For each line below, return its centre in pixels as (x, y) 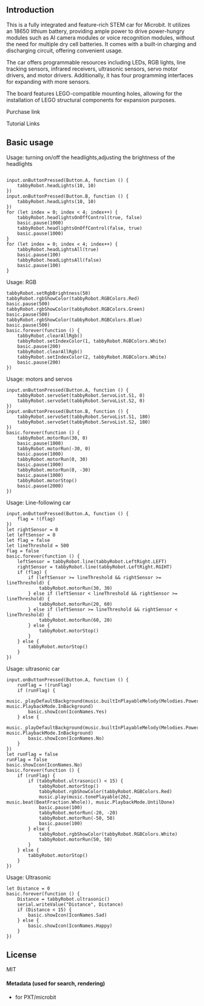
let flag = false (28, 540)
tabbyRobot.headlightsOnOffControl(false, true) (80, 228)
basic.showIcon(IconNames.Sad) (68, 915)
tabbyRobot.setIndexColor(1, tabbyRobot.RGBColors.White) (92, 341)
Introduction (30, 10)
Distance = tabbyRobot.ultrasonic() (64, 899)
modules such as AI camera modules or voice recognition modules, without (100, 37)
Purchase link (23, 111)
